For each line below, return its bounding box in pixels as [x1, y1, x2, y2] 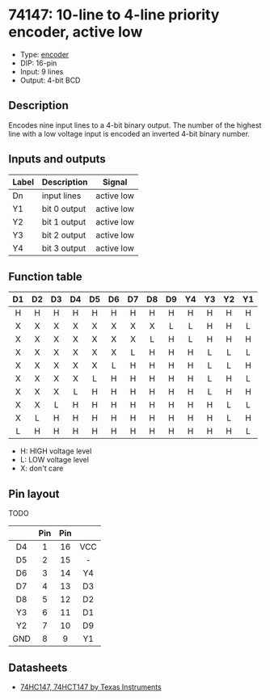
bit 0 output [41, 203, 86, 214]
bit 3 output [41, 242, 86, 254]
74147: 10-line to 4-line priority [8, 6, 220, 24]
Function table [8, 269, 82, 284]
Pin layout [8, 487, 60, 500]
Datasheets [8, 660, 68, 674]
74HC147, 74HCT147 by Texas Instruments [19, 682, 162, 692]
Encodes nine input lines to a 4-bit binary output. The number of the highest [8, 120, 262, 130]
